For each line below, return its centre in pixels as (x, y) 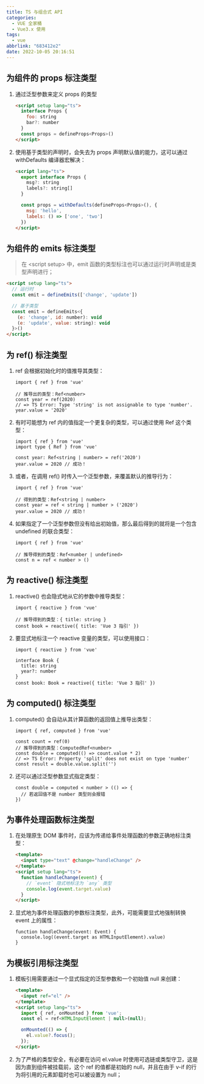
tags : (13, 35)
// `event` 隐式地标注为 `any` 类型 (69, 883)
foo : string (41, 117)
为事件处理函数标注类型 (50, 820)
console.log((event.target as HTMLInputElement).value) (93, 937)
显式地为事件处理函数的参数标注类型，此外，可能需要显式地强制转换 (100, 913)
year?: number (39, 671)
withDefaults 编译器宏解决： (51, 160)
